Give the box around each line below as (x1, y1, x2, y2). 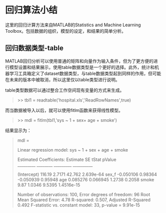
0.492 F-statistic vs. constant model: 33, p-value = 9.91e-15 (17, 202, 140, 208)
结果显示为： (5, 127, 31, 133)
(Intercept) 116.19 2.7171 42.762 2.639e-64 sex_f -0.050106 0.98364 (17, 171, 158, 177)
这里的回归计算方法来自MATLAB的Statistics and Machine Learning (5, 22, 141, 28)
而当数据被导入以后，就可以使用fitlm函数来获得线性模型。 (5, 107, 123, 113)
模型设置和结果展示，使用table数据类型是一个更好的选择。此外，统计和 (9, 64, 155, 70)
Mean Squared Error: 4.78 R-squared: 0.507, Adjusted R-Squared (17, 197, 151, 203)
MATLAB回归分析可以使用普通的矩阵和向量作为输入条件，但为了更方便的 (5, 58, 154, 64)
